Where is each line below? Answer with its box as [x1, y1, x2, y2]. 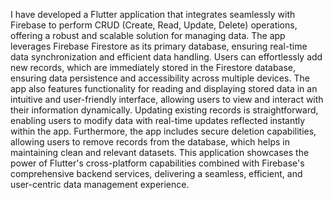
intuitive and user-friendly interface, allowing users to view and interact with [10, 94, 324, 105]
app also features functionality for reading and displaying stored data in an [10, 83, 318, 94]
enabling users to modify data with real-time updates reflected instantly [10, 115, 306, 126]
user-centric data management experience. [10, 179, 190, 190]
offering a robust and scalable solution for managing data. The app [10, 30, 286, 41]
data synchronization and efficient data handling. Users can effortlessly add [10, 51, 323, 63]
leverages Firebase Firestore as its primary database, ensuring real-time [10, 40, 308, 52]
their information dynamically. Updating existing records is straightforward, [10, 104, 319, 116]
